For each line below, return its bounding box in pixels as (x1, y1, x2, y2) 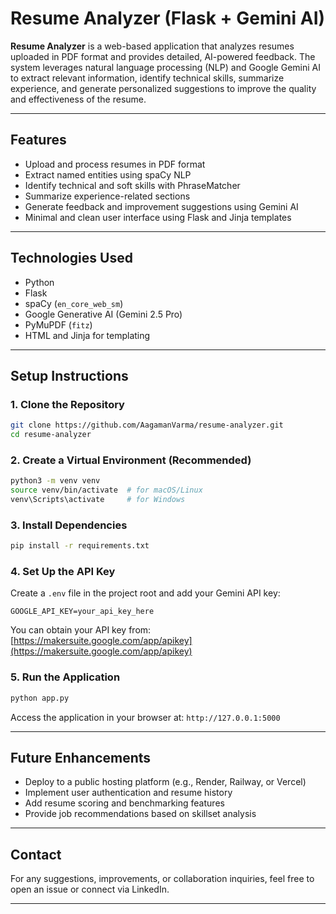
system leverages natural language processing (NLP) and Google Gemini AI (10, 61, 322, 73)
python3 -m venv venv (10, 476, 101, 486)
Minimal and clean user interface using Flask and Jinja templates (24, 211, 292, 223)
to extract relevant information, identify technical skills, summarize (10, 72, 285, 84)
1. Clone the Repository (10, 397, 125, 411)
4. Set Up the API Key (10, 565, 116, 579)
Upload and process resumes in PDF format (24, 158, 206, 170)
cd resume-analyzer (10, 430, 92, 440)
